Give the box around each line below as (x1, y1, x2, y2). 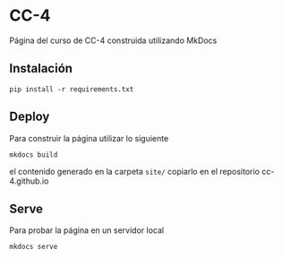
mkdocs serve (9, 243, 58, 252)
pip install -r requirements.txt (9, 84, 134, 94)
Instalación (9, 61, 73, 76)
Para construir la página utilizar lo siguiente (9, 133, 169, 143)
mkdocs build (9, 150, 58, 159)
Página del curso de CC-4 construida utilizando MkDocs (9, 35, 218, 46)
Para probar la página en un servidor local (9, 225, 164, 236)
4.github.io (9, 176, 49, 186)
